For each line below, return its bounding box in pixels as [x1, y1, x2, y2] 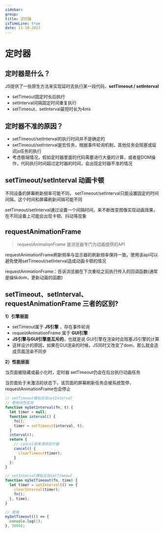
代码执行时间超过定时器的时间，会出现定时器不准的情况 [21, 160, 133, 166]
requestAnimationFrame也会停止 [5, 386, 71, 392]
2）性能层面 [5, 359, 29, 365]
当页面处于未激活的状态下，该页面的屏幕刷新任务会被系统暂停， [5, 380, 134, 386]
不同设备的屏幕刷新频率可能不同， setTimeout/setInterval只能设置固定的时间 [5, 190, 159, 196]
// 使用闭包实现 [5, 401, 34, 406]
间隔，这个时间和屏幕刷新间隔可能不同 [5, 196, 82, 202]
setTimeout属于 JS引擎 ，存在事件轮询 [12, 324, 90, 330]
